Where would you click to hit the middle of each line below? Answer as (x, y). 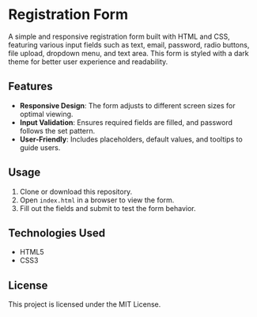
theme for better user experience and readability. (88, 62)
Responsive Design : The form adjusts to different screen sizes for (127, 105)
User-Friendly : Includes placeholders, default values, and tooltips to (131, 139)
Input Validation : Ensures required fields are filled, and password (126, 122)
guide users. (40, 147)
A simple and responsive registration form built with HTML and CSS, (119, 36)
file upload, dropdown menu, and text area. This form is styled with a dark (128, 53)
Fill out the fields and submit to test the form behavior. (108, 208)
